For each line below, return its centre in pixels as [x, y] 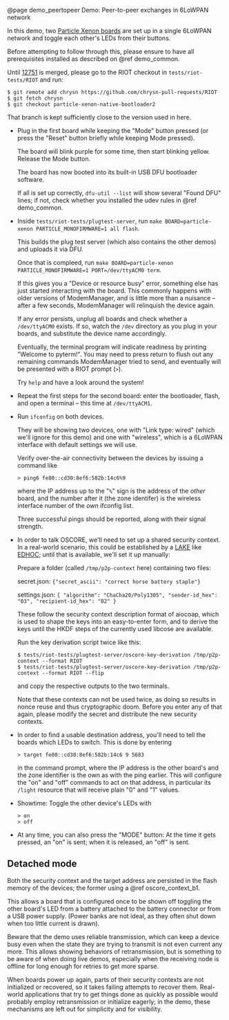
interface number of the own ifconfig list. [75, 506]
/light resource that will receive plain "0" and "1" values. [98, 790]
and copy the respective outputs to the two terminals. [93, 686]
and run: [52, 80]
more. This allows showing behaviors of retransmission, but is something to [114, 951]
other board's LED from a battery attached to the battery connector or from [114, 909]
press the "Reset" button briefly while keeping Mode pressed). [106, 138]
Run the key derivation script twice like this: [79, 642]
